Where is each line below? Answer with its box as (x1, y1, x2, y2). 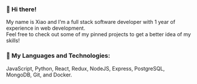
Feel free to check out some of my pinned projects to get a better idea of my (6, 31, 191, 38)
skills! (6, 37, 20, 44)
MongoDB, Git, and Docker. (6, 71, 72, 78)
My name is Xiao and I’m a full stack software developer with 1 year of (6, 19, 175, 26)
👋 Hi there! (6, 5, 37, 13)
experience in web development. (6, 24, 85, 32)
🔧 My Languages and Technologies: (6, 52, 111, 60)
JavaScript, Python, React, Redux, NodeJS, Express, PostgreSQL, (6, 65, 165, 72)
